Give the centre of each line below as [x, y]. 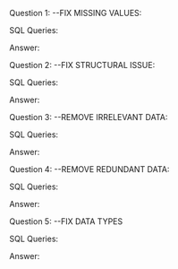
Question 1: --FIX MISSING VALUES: [76, 13]
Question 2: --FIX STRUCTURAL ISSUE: [82, 65]
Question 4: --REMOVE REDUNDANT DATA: [89, 169]
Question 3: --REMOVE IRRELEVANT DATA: [89, 117]
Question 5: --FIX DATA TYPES [66, 221]
